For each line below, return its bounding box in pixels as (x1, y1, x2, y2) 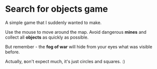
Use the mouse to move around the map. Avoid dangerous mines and (5, 29, 147, 35)
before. (5, 49, 20, 55)
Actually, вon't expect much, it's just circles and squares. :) (5, 58, 125, 64)
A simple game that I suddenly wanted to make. (5, 20, 102, 25)
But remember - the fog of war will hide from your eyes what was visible (5, 44, 153, 49)
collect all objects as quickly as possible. (5, 34, 89, 40)
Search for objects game (5, 3, 108, 15)
